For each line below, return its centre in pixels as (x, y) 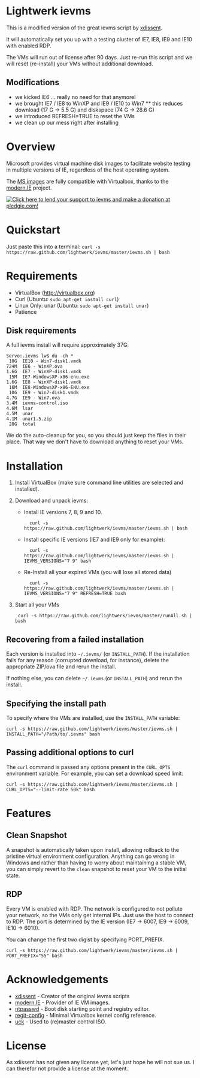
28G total (22, 424)
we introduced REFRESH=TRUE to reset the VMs (75, 116)
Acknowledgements (57, 979)
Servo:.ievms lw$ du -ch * (40, 356)
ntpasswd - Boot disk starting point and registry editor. (82, 1008)
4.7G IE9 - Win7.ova (33, 398)
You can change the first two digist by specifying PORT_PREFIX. (85, 939)
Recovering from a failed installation (75, 639)
